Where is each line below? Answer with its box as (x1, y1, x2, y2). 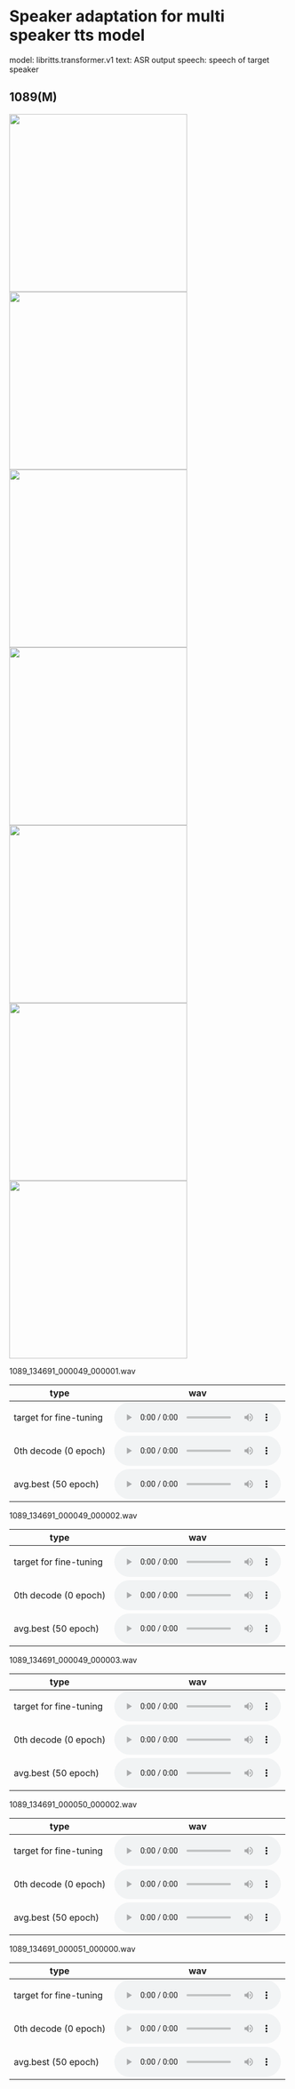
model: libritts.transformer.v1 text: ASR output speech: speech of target (9, 54, 270, 65)
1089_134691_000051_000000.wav (9, 1943, 136, 1954)
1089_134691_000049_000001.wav (9, 1365, 136, 1376)
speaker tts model (9, 25, 145, 45)
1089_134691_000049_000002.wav (9, 1509, 138, 1521)
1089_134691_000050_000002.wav (9, 1798, 138, 1810)
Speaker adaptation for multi (9, 6, 225, 27)
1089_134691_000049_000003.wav (9, 1654, 138, 1665)
